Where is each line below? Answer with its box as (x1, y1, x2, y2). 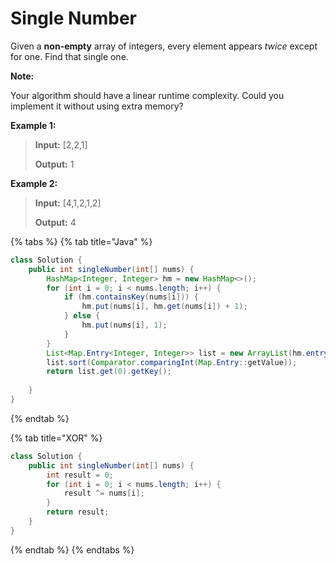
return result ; (46, 507, 110, 517)
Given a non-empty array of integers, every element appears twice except (10, 40, 318, 52)
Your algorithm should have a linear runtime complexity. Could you (10, 89, 285, 101)
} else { (63, 311, 101, 321)
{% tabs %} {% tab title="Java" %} (10, 235, 153, 247)
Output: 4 (34, 216, 77, 228)
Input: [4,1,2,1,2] (34, 197, 102, 209)
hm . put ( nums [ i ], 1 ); (81, 320, 168, 331)
